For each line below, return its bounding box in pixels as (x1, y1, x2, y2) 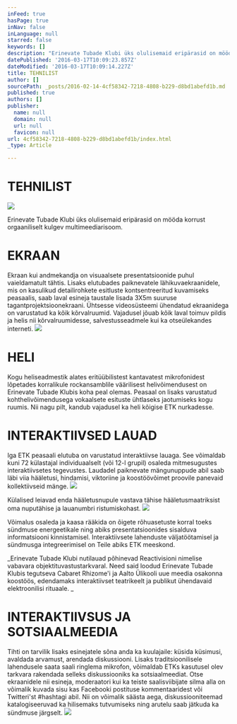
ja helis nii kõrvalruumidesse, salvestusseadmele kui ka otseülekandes (7, 316, 212, 324)
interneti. (7, 325, 34, 333)
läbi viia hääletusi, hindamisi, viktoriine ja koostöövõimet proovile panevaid (7, 473, 224, 482)
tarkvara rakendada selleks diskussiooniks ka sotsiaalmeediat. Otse (7, 670, 203, 678)
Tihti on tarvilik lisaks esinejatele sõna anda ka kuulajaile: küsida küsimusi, (7, 647, 223, 655)
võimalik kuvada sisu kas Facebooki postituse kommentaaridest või (7, 684, 203, 694)
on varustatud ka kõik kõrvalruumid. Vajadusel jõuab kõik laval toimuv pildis (7, 309, 226, 317)
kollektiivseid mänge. (7, 482, 69, 490)
